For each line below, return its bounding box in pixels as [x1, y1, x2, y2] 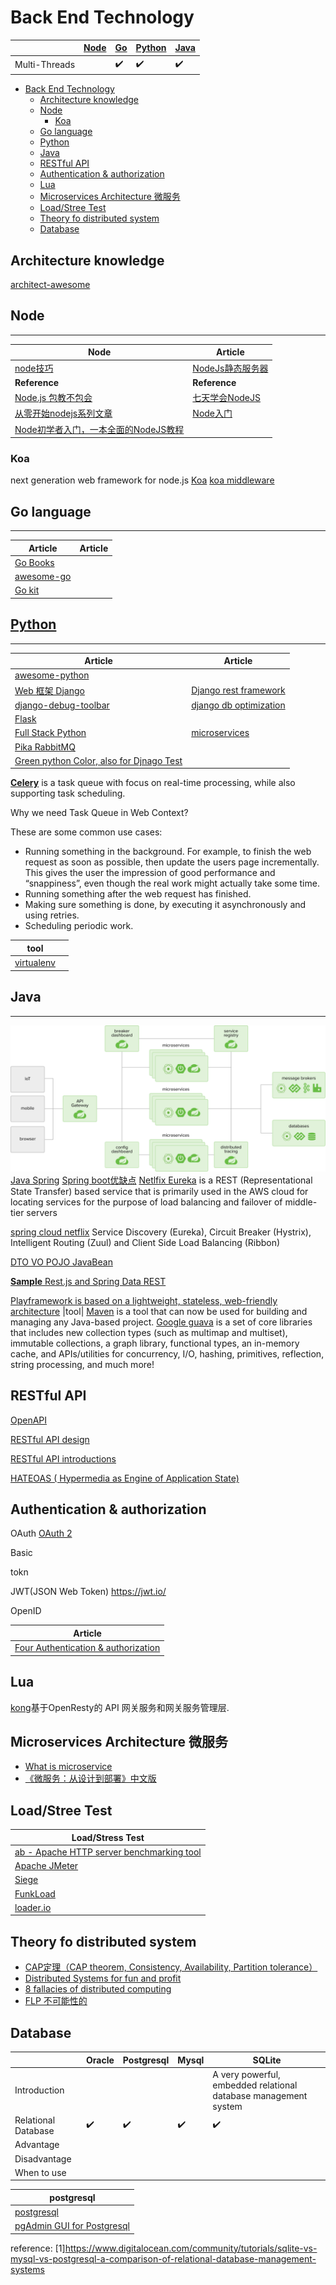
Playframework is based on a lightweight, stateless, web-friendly [10, 1294, 278, 1306]
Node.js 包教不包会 [14, 392, 93, 404]
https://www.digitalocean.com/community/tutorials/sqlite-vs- [64, 2242, 318, 2254]
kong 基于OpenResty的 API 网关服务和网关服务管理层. [10, 1701, 230, 1713]
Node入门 [192, 407, 233, 420]
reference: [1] [10, 2242, 66, 2254]
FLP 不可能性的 [24, 1995, 88, 2007]
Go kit [14, 584, 40, 596]
